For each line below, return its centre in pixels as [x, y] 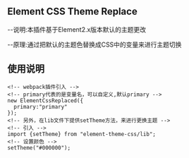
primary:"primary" [41, 107]
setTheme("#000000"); [39, 147]
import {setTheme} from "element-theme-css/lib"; [82, 134]
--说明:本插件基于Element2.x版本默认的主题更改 [77, 29]
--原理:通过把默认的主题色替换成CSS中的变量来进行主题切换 [94, 44]
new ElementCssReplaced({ [45, 101]
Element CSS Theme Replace [72, 12]
